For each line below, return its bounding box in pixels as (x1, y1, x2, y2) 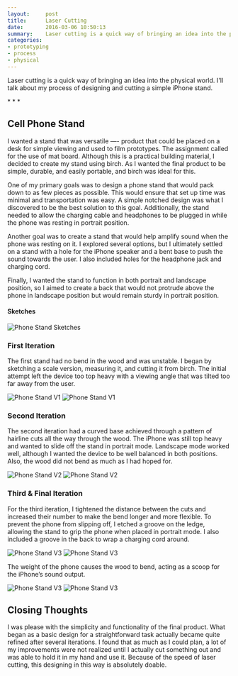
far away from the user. (7, 379, 76, 388)
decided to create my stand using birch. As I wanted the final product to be (7, 159, 226, 167)
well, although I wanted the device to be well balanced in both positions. (7, 450, 218, 458)
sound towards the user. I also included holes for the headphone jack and (7, 255, 222, 263)
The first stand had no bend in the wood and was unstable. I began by (7, 357, 212, 365)
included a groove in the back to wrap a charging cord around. (7, 535, 190, 543)
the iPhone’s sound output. (7, 570, 86, 578)
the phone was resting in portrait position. (7, 218, 130, 227)
